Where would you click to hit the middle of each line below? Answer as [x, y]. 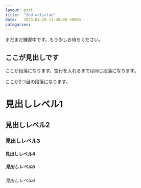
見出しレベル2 [28, 125]
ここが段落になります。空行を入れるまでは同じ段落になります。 [72, 71]
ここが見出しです [32, 57]
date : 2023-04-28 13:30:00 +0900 [43, 20]
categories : [18, 24]
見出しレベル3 [23, 141]
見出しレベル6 [20, 181]
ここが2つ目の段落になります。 [38, 82]
